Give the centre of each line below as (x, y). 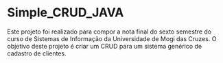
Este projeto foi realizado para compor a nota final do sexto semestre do (109, 32)
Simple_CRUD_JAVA (66, 13)
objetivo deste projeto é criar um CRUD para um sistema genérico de (105, 46)
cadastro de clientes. (37, 53)
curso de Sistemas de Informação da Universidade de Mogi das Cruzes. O (112, 38)
